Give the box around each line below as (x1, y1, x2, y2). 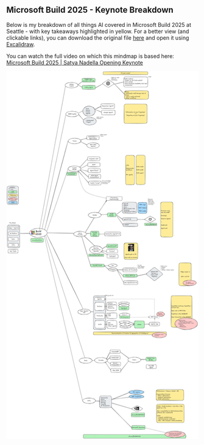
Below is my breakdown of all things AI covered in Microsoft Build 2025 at (6, 21, 192, 28)
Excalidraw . (6, 40, 35, 48)
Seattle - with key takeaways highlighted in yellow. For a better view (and (6, 27, 189, 35)
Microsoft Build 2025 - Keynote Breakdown (6, 5, 174, 15)
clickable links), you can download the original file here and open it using (6, 34, 189, 42)
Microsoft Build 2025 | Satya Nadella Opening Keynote (6, 59, 143, 66)
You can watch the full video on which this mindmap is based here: (6, 52, 175, 60)
